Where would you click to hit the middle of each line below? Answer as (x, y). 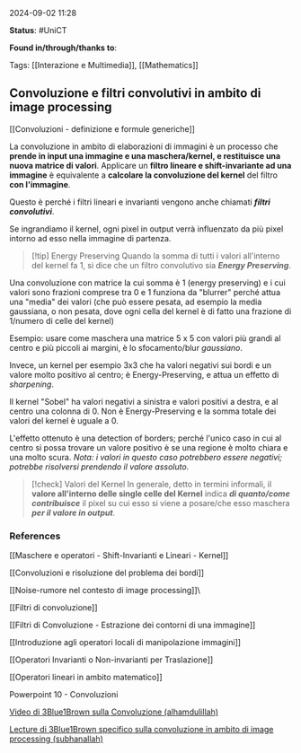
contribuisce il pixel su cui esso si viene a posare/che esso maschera (160, 503)
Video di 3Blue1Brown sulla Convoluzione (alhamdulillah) (114, 712)
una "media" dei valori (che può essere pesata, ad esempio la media (136, 302)
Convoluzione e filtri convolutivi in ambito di (135, 93)
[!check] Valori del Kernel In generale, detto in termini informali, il (151, 484)
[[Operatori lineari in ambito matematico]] (86, 678)
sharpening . (31, 384)
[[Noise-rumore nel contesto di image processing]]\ (105, 591)
